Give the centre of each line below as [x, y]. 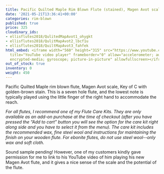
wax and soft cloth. [25, 142]
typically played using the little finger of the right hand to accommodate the [81, 97]
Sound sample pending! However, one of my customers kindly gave [73, 152]
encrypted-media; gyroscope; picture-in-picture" [61, 59]
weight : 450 [18, 73]
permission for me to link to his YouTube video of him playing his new [75, 157]
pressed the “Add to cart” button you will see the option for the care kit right [82, 122]
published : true [22, 23]
